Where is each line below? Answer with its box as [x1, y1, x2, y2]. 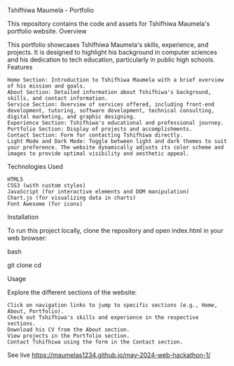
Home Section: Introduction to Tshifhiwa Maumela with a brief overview [7, 76, 224, 83]
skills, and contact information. [7, 95, 109, 102]
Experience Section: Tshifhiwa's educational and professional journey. [7, 119, 224, 126]
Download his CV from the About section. [7, 326, 130, 333]
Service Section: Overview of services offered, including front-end [7, 101, 215, 108]
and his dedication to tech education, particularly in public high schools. [7, 55, 215, 64]
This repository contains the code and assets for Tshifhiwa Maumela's [7, 20, 210, 27]
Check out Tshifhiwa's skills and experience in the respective [7, 314, 199, 321]
